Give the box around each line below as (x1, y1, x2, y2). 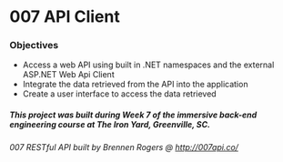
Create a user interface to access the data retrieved (22, 88, 217, 99)
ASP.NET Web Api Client (22, 69, 116, 80)
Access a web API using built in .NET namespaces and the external (22, 59, 275, 70)
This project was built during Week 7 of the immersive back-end (9, 109, 258, 120)
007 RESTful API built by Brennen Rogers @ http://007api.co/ (9, 142, 239, 153)
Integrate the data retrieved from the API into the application (22, 79, 248, 90)
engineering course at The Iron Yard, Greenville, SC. (9, 119, 211, 130)
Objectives (9, 39, 59, 52)
